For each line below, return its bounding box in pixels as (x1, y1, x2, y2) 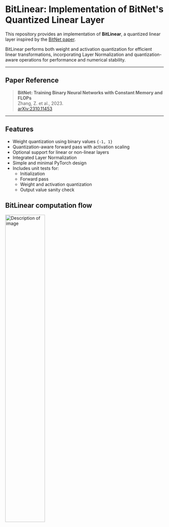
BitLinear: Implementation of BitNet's (5, 4, 164, 15)
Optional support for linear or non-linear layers (12, 149, 109, 155)
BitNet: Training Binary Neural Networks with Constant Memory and (17, 89, 163, 95)
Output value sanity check (20, 187, 74, 193)
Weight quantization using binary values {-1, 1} (12, 138, 113, 144)
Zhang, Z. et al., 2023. (17, 100, 64, 106)
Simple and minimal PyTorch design (12, 160, 87, 166)
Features (5, 125, 34, 134)
